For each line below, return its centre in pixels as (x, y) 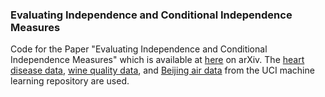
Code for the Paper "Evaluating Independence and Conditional (139, 49)
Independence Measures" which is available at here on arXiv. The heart (157, 60)
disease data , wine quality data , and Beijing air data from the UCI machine (162, 70)
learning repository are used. (70, 81)
